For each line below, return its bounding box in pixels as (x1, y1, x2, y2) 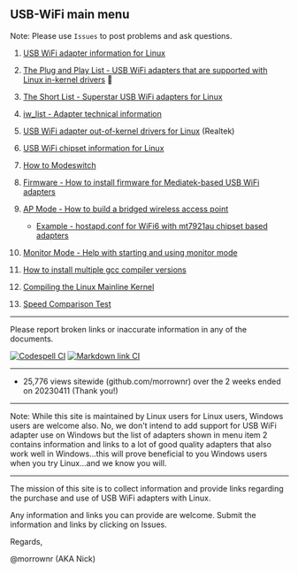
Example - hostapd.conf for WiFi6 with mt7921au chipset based (35, 220, 268, 231)
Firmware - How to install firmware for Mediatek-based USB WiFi (22, 177, 260, 187)
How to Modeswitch (22, 159, 96, 171)
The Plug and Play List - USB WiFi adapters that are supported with (22, 65, 268, 75)
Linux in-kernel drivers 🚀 (22, 74, 113, 85)
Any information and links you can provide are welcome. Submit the (10, 509, 256, 520)
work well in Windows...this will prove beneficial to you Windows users (10, 448, 268, 459)
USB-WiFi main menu (10, 7, 130, 22)
